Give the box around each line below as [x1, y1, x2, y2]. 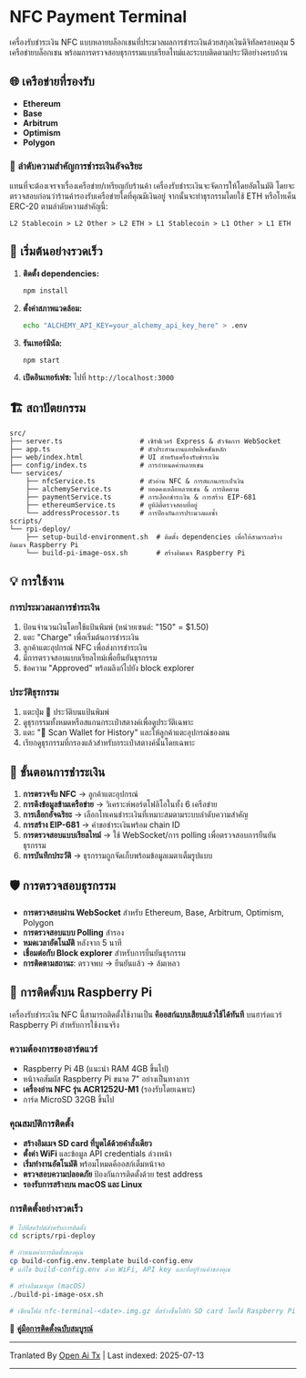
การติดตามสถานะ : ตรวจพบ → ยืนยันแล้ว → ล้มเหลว [22, 958, 180, 969]
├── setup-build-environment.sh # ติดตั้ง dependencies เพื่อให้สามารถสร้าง [25, 533, 282, 542]
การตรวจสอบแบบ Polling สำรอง [22, 927, 125, 938]
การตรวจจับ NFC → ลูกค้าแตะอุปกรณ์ [22, 789, 138, 800]
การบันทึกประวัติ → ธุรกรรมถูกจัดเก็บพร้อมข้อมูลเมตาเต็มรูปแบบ [22, 850, 213, 861]
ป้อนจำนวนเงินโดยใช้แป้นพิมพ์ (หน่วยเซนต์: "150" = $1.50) [22, 621, 209, 632]
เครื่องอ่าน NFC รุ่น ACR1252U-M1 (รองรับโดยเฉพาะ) [22, 1083, 196, 1095]
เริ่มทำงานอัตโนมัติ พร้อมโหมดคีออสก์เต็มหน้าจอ [22, 1158, 166, 1169]
